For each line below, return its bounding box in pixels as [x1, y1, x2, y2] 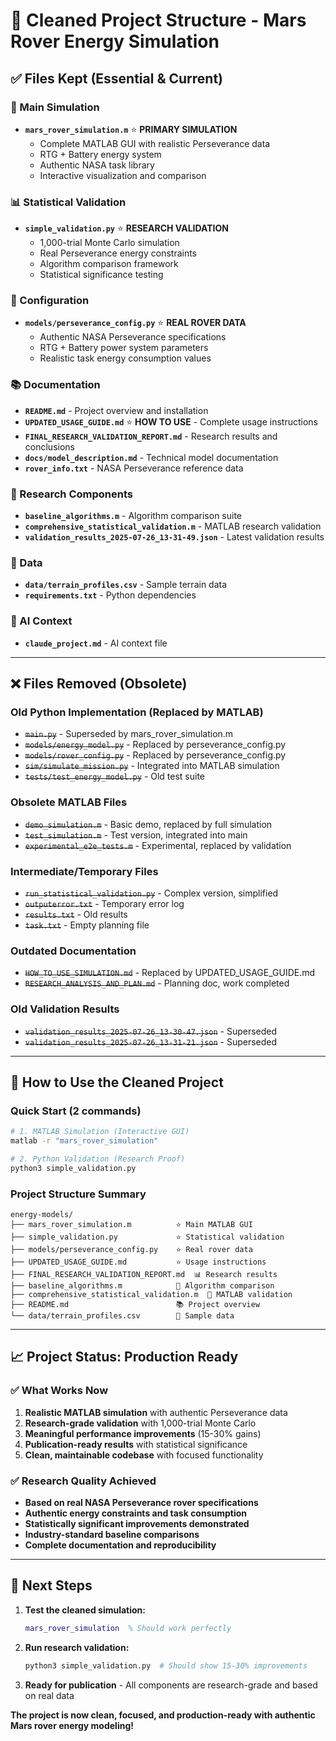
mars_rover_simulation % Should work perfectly [24, 1623, 232, 1633]
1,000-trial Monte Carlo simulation [39, 237, 180, 249]
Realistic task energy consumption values [39, 352, 212, 364]
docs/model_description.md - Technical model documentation [24, 451, 279, 463]
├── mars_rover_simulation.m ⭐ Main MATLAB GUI [10, 1220, 253, 1230]
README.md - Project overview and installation [24, 404, 209, 416]
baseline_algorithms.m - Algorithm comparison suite [24, 510, 243, 522]
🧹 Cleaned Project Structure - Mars [10, 9, 307, 32]
